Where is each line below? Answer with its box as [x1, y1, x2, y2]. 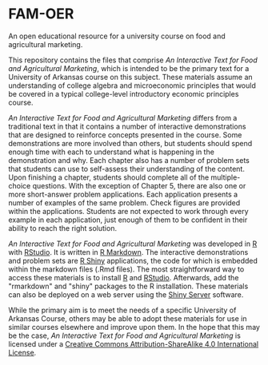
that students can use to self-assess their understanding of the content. [8, 164, 246, 173]
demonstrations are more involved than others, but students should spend [8, 138, 253, 148]
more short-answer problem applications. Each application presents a [8, 189, 238, 199]
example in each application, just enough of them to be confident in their [8, 215, 248, 224]
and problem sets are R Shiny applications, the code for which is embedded [8, 256, 258, 265]
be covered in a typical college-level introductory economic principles [8, 89, 239, 98]
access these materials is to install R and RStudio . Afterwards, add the [8, 272, 239, 282]
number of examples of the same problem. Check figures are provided [8, 197, 241, 208]
